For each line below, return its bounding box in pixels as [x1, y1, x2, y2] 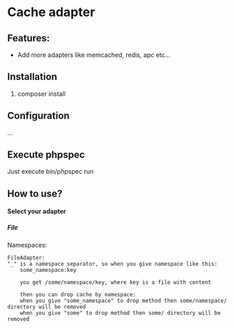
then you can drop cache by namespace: [20, 292, 137, 299]
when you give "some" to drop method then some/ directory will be [20, 310, 221, 317]
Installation [7, 71, 57, 83]
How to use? [7, 187, 63, 200]
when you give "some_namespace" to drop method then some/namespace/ [20, 297, 228, 305]
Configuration [7, 110, 70, 122]
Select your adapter [7, 207, 67, 216]
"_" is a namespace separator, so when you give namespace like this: [7, 261, 218, 268]
